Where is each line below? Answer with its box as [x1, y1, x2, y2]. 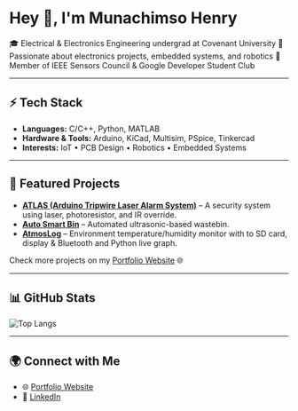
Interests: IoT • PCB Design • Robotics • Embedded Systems [21, 142, 247, 153]
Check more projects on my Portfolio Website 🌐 [9, 255, 184, 265]
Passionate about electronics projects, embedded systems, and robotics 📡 [9, 51, 281, 61]
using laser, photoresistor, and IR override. [21, 209, 177, 220]
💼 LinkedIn [21, 391, 61, 402]
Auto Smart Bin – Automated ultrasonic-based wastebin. [21, 218, 230, 229]
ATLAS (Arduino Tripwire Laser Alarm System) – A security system [21, 200, 271, 210]
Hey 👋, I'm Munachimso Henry [9, 8, 238, 28]
